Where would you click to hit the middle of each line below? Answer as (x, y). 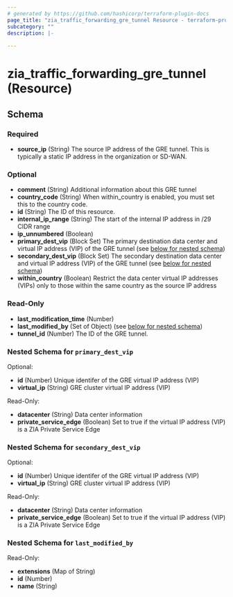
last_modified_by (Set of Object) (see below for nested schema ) (110, 326)
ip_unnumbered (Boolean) (55, 234)
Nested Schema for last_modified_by (70, 543)
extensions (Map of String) (56, 571)
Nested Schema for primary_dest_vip (70, 352)
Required (23, 134)
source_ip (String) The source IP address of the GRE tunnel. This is (113, 149)
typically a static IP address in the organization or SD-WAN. (102, 156)
